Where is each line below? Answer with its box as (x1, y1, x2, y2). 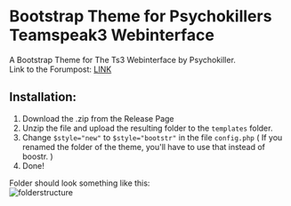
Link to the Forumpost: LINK (9, 64, 112, 75)
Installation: (9, 90, 77, 105)
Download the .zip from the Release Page (21, 113, 175, 123)
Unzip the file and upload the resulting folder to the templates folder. (21, 123, 273, 133)
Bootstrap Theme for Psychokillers (9, 6, 272, 27)
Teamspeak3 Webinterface (9, 25, 215, 45)
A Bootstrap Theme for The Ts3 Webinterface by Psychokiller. (9, 54, 236, 65)
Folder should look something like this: (9, 178, 150, 188)
